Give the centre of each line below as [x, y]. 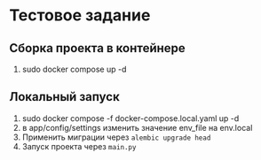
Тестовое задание [80, 15]
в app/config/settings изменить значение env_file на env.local [137, 127]
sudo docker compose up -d [74, 69]
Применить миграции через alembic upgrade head [116, 137]
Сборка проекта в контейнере [98, 48]
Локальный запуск [64, 97]
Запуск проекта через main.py [79, 146]
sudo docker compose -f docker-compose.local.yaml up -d [130, 118]
